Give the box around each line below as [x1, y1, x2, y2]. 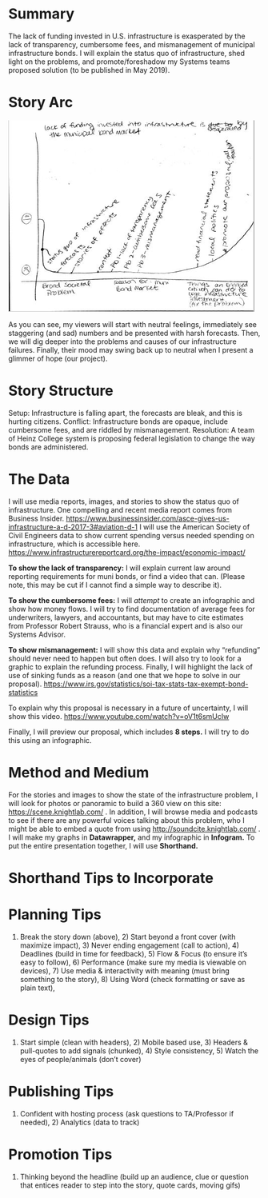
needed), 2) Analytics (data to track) [19, 1117, 140, 1127]
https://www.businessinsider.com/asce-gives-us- [66, 513, 230, 523]
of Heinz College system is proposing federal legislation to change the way [8, 433, 256, 443]
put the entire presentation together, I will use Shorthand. [8, 841, 198, 850]
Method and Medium [8, 763, 150, 781]
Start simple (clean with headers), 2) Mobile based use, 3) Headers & [19, 1037, 248, 1047]
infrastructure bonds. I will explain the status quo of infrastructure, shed [8, 48, 246, 58]
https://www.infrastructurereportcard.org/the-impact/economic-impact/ [8, 547, 246, 557]
